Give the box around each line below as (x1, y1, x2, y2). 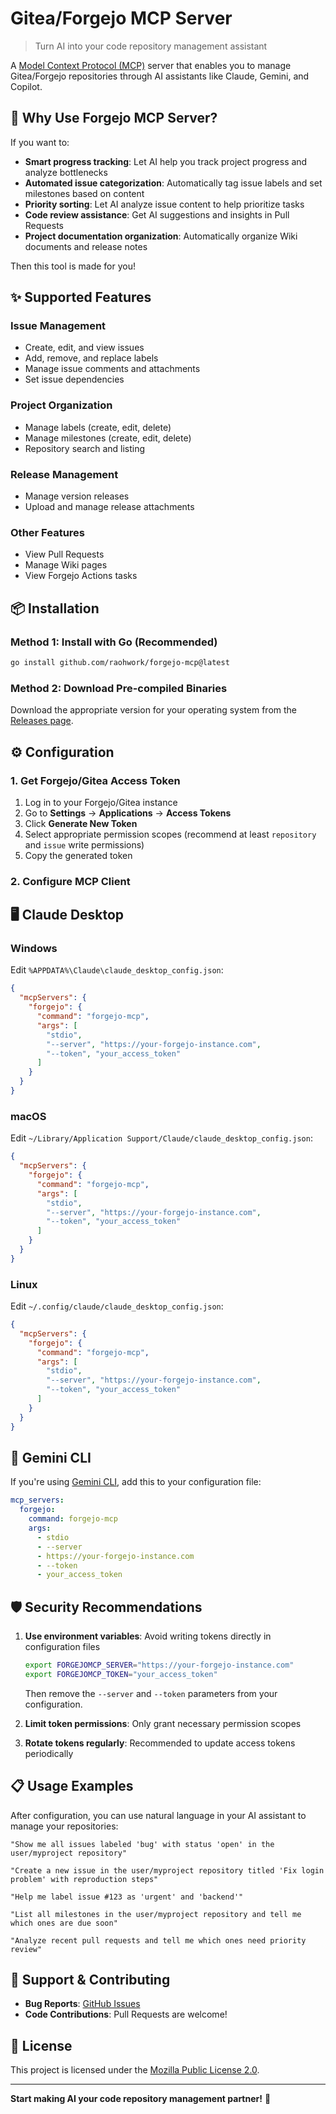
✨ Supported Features (10, 289, 152, 306)
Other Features (10, 525, 85, 539)
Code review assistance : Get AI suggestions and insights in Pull (24, 208, 290, 221)
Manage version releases (24, 490, 130, 502)
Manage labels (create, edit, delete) (24, 421, 172, 433)
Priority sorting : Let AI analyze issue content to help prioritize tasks (24, 198, 305, 210)
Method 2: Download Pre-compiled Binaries (10, 681, 228, 695)
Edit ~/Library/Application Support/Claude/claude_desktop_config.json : (10, 1132, 313, 1144)
